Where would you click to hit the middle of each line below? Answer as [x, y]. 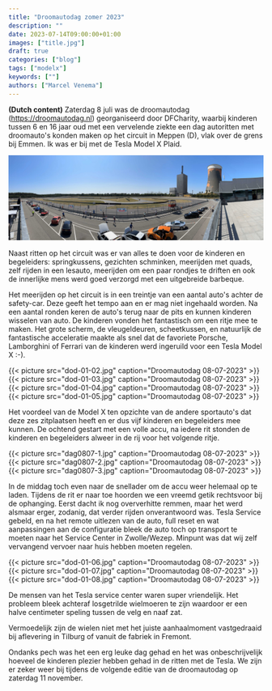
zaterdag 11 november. [46, 678]
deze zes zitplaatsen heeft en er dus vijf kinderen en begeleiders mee [125, 420]
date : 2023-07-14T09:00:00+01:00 [65, 34]
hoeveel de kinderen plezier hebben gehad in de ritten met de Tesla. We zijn [135, 660]
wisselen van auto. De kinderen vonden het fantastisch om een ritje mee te [133, 320]
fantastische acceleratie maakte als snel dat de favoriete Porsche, [118, 337]
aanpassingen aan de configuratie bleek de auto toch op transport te [123, 529]
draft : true [28, 51]
